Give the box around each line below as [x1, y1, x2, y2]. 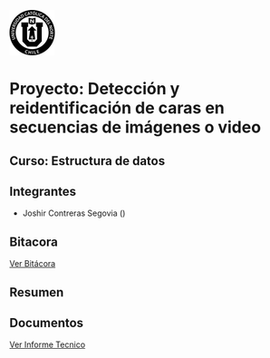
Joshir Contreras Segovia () [22, 208, 126, 218]
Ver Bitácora [9, 258, 56, 269]
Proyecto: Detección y [9, 79, 180, 100]
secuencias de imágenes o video [9, 117, 261, 138]
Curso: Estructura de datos [9, 153, 166, 169]
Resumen [9, 285, 64, 300]
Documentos [9, 314, 84, 331]
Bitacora [9, 234, 59, 249]
